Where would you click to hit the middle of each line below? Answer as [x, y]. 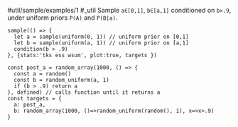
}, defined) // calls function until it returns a [84, 92]
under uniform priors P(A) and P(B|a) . [63, 18]
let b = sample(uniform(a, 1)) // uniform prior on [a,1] [102, 43]
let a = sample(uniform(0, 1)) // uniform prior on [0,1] [102, 37]
